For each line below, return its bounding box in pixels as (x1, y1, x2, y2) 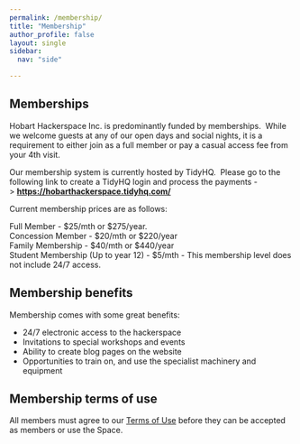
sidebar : (9, 47, 42, 56)
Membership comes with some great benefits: (9, 309, 180, 320)
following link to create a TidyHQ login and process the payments (9, 176, 252, 187)
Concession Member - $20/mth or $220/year (9, 230, 178, 241)
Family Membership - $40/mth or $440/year (9, 240, 175, 251)
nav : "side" (17, 55, 63, 64)
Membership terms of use (9, 392, 158, 407)
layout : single (9, 38, 67, 48)
